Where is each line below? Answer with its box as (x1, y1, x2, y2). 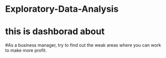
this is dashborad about (5, 26, 105, 37)
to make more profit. (5, 48, 47, 54)
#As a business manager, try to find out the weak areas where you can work (5, 42, 162, 48)
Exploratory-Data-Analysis (5, 3, 119, 15)
